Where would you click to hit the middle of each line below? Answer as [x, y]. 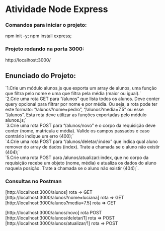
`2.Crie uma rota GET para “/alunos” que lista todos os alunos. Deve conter [82, 99]
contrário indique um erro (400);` [39, 136]
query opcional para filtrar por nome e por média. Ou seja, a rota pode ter [81, 104]
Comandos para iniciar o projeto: [46, 25]
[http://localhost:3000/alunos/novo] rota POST [54, 212]
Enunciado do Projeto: [41, 76]
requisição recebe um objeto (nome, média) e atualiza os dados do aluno [81, 163]
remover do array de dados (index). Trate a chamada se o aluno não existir [82, 146]
